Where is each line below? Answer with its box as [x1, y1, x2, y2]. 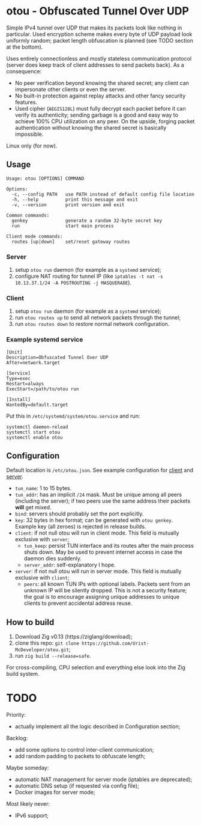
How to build [6, 617, 55, 627]
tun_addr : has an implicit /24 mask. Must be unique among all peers [14, 491, 182, 498]
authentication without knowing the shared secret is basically [14, 124, 167, 131]
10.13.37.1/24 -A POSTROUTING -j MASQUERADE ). [14, 279, 132, 286]
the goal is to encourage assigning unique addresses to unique [23, 593, 180, 601]
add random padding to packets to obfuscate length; [14, 753, 146, 760]
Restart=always [6, 381, 44, 387]
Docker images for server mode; [14, 789, 95, 796]
